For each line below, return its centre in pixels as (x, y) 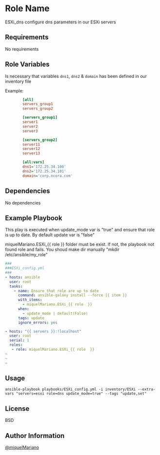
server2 (30, 126)
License (17, 408)
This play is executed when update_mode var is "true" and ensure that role (80, 230)
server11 (31, 144)
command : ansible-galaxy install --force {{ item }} (72, 295)
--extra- (147, 389)
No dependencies (23, 203)
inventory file (18, 81)
